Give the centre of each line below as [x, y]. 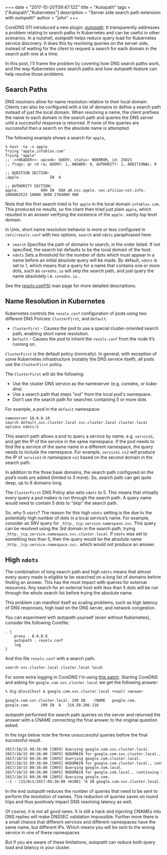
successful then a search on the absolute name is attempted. [68, 128]
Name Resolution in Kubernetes [55, 301]
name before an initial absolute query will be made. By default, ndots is [85, 260]
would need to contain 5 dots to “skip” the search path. [62, 503]
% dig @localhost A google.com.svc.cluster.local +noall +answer [74, 692]
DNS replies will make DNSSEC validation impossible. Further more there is [82, 816]
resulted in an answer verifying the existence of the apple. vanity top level [81, 214]
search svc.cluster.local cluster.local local [54, 668]
